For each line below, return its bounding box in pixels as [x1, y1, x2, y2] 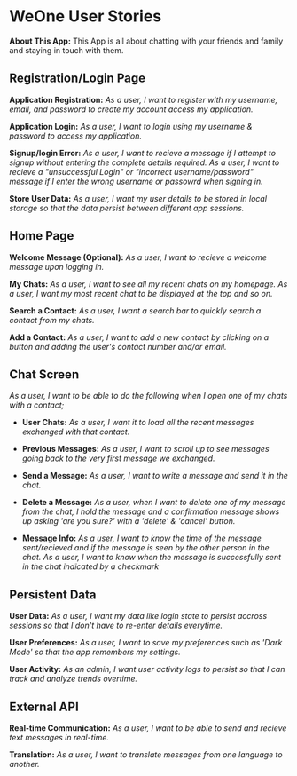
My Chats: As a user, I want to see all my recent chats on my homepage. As [9, 278, 288, 289]
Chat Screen [9, 367, 80, 382]
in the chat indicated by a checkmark [21, 561, 160, 572]
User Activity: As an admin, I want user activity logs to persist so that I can [9, 664, 285, 675]
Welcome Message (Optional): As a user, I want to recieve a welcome [9, 251, 268, 263]
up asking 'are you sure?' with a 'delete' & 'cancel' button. [21, 516, 236, 527]
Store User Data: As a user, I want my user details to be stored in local [9, 193, 268, 203]
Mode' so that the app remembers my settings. [9, 646, 181, 658]
